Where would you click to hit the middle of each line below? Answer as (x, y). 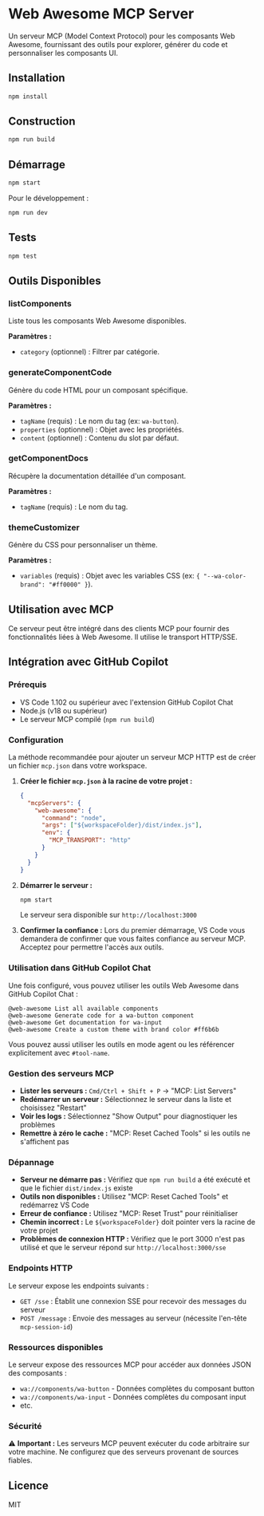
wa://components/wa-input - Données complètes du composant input (133, 1396)
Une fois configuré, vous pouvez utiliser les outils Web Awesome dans (124, 985)
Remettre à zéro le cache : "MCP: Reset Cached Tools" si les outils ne (135, 1133)
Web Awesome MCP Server (101, 14)
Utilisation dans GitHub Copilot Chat (80, 968)
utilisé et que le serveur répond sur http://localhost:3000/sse (123, 1248)
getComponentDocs (49, 458)
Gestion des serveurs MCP (61, 1073)
